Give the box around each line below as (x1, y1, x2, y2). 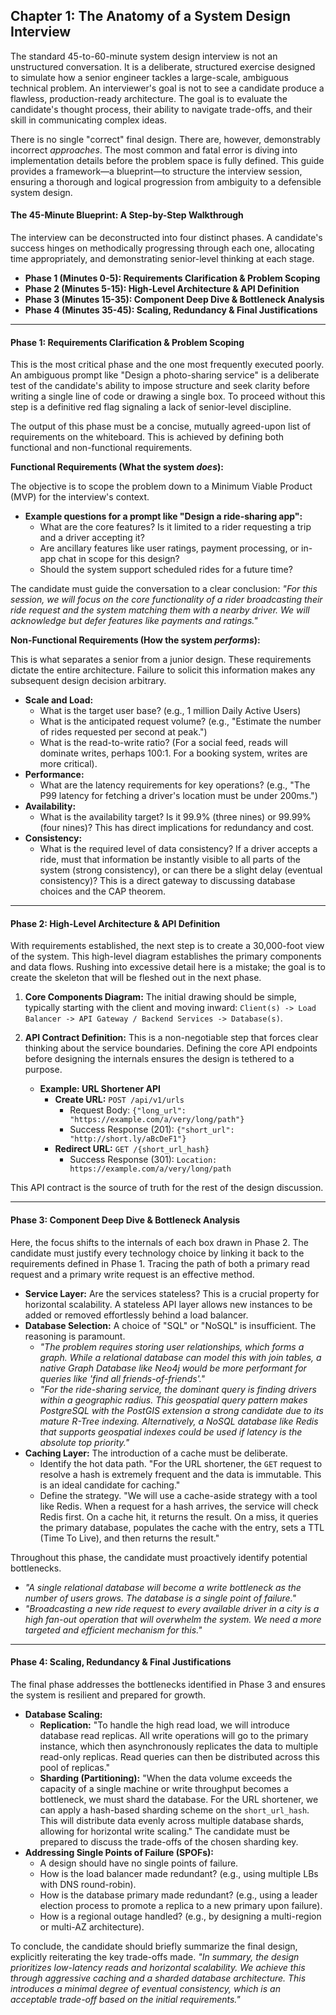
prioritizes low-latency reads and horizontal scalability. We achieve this (10, 1961, 306, 1973)
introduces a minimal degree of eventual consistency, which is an (10, 1982, 281, 1994)
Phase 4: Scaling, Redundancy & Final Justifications (10, 1656, 232, 1668)
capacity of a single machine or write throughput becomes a (39, 1782, 289, 1794)
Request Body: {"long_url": (69, 1104, 187, 1116)
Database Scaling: (24, 1708, 103, 1720)
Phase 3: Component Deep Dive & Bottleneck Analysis (10, 1214, 241, 1226)
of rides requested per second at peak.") (39, 726, 208, 738)
